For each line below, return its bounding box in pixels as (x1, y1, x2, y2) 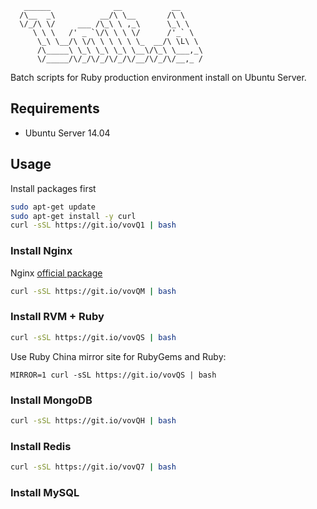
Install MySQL (10, 485, 80, 499)
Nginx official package (10, 267, 103, 279)
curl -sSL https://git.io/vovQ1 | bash (10, 220, 177, 231)
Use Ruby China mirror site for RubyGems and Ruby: (10, 350, 227, 362)
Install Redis (10, 439, 72, 453)
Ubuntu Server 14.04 (24, 127, 111, 139)
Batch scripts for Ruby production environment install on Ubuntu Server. (10, 72, 307, 83)
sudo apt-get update (10, 202, 97, 212)
